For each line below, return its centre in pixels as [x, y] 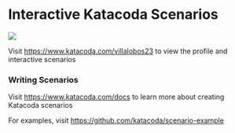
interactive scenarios [42, 59]
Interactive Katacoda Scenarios [113, 15]
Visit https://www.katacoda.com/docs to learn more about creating [116, 97]
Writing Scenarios [43, 79]
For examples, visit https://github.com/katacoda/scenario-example [116, 120]
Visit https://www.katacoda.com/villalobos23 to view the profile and [118, 51]
